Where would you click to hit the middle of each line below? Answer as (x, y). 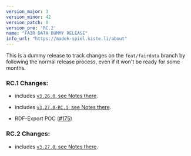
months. (16, 68)
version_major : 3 (27, 11)
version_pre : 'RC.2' (31, 28)
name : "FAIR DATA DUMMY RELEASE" (47, 33)
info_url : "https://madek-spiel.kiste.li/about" (67, 39)
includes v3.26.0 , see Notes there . (56, 96)
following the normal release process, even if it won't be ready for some (93, 62)
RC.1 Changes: (27, 83)
